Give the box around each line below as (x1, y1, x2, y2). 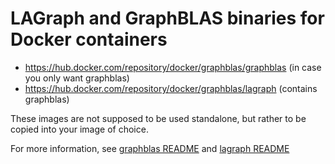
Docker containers (10, 28, 168, 51)
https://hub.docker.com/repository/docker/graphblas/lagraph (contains (24, 82, 318, 94)
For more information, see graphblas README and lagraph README (10, 142, 290, 154)
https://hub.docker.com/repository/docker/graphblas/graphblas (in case (24, 61, 322, 73)
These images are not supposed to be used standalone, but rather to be (10, 112, 307, 124)
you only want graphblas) (24, 72, 130, 84)
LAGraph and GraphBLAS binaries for (10, 7, 325, 30)
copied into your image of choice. (10, 123, 149, 135)
